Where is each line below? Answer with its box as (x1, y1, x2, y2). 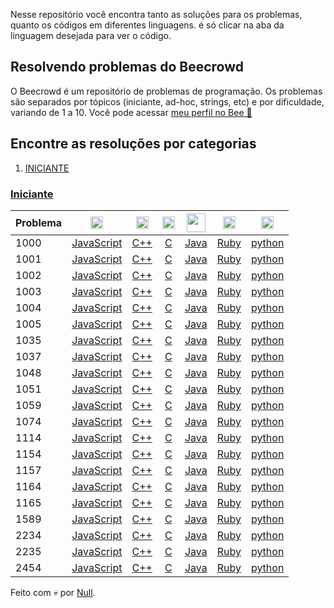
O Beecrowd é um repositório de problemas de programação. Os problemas (10, 85, 323, 97)
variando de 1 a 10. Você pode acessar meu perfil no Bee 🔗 (10, 106, 253, 118)
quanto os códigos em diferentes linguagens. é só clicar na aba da (10, 19, 285, 31)
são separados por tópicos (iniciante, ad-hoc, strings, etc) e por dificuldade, (10, 95, 325, 108)
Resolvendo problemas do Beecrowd (10, 59, 244, 76)
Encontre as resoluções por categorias (10, 135, 257, 153)
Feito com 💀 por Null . (10, 586, 96, 598)
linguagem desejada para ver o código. (10, 30, 172, 41)
